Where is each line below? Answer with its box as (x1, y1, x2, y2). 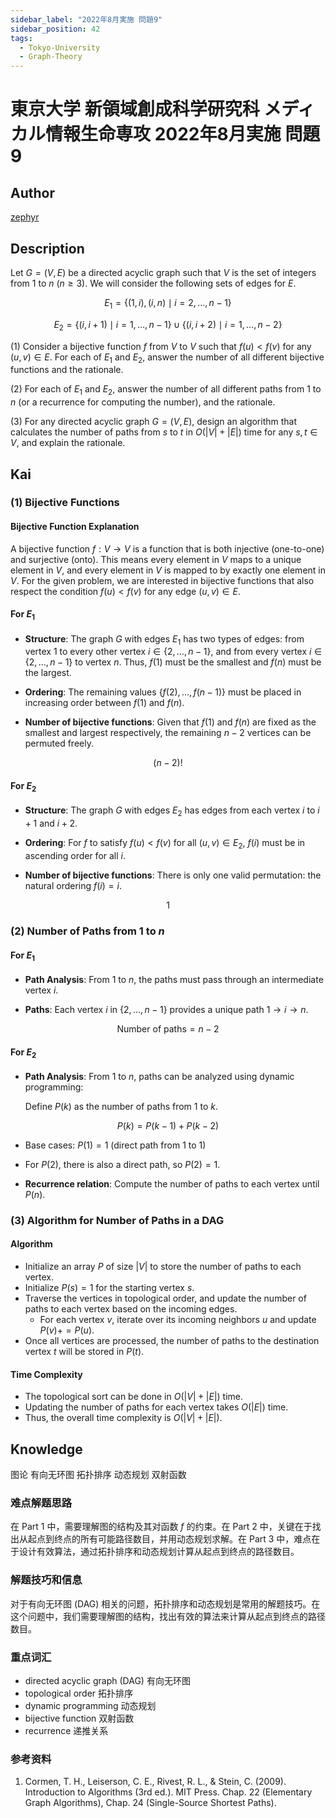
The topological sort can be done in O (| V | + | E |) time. (24, 1391, 244, 1403)
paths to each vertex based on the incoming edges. (24, 1303, 238, 1315)
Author (10, 184, 55, 201)
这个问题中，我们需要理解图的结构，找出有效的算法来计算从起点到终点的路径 (10, 1610, 326, 1622)
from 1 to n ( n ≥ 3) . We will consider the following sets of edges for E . (10, 277, 297, 289)
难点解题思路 (10, 1496, 73, 1510)
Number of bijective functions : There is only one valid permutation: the (24, 869, 322, 881)
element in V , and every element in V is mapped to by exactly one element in (10, 564, 326, 576)
